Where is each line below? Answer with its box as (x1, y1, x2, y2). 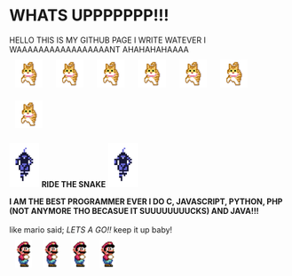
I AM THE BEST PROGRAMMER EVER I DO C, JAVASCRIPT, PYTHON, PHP (9, 196, 283, 207)
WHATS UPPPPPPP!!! (9, 5, 170, 26)
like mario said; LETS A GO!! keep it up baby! (9, 224, 173, 235)
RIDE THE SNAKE (41, 178, 107, 189)
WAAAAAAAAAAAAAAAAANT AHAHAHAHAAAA (9, 43, 189, 54)
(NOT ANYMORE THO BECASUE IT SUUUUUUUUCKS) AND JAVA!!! (9, 205, 259, 216)
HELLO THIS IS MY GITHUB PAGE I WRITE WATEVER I (9, 35, 207, 45)
